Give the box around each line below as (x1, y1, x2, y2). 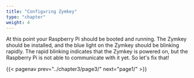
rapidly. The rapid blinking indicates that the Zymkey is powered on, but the (6, 48, 189, 55)
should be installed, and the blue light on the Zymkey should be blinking (6, 42, 180, 49)
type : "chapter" (6, 14, 46, 20)
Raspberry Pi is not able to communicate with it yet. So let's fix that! (6, 54, 169, 62)
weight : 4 (6, 19, 30, 25)
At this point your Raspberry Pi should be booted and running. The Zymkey (6, 36, 187, 43)
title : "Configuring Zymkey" (6, 8, 77, 15)
